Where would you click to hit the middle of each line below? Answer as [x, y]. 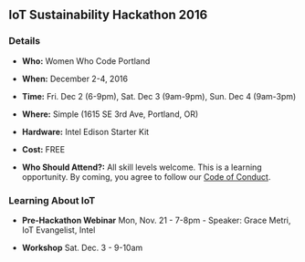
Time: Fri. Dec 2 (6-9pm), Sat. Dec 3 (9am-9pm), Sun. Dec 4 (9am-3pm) [159, 96]
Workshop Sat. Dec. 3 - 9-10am [82, 247]
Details [25, 41]
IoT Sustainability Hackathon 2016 [108, 15]
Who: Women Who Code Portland [86, 61]
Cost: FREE [43, 149]
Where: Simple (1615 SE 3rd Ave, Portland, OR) [110, 114]
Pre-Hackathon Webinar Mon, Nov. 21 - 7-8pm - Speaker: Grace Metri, [156, 220]
